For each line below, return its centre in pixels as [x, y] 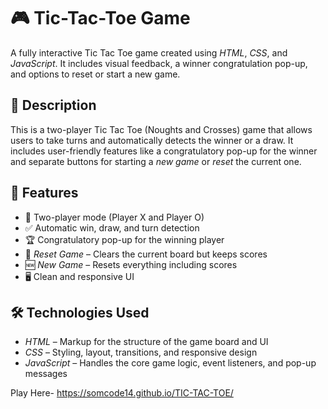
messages [46, 374]
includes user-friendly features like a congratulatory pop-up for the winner [164, 151]
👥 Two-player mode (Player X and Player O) [114, 217]
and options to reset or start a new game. [95, 74]
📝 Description [53, 105]
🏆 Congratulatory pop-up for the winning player [124, 239]
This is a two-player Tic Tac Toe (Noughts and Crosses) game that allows [161, 129]
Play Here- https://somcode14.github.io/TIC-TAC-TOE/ [122, 393]
